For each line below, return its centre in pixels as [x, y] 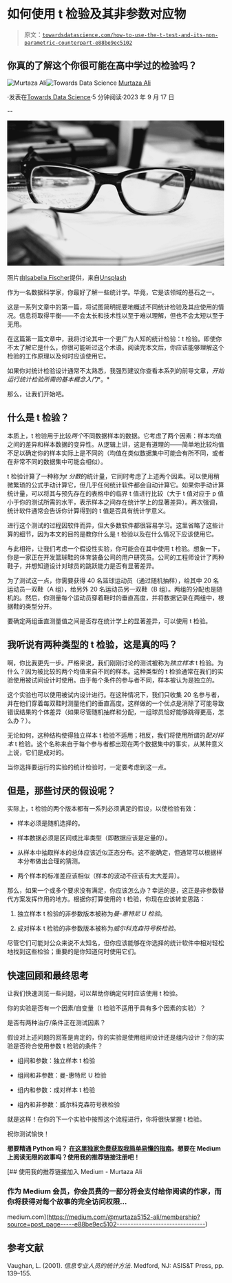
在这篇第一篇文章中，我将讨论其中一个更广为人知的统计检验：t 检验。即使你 [115, 339]
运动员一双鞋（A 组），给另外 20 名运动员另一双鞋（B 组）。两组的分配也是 [112, 589]
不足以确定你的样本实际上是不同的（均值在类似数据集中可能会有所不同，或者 [116, 453]
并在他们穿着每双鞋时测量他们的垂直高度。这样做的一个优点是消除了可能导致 [116, 703]
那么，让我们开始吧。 [37, 394]
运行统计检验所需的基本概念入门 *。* [59, 379]
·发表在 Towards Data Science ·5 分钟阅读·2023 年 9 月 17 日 [91, 97]
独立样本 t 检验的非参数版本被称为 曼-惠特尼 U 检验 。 [92, 913]
